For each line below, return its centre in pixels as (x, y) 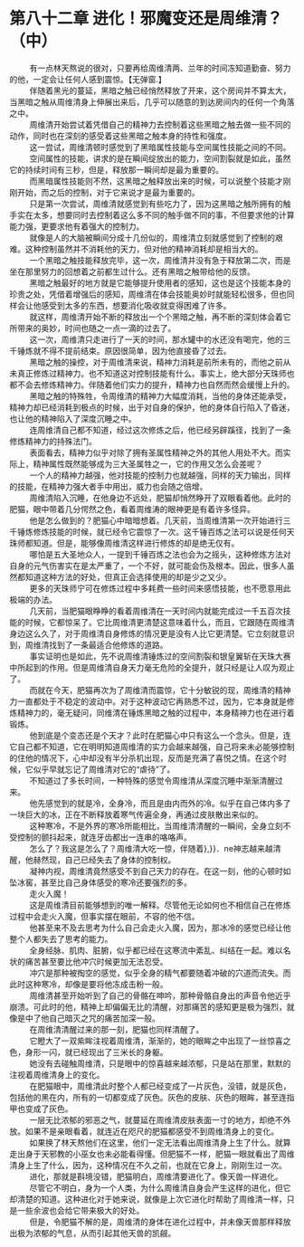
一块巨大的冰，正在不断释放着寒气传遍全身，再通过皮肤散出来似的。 (136, 814)
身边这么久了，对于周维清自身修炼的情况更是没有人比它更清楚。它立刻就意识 (152, 633)
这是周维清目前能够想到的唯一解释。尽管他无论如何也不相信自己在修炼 (160, 905)
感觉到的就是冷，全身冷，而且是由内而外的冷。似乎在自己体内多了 (168, 803)
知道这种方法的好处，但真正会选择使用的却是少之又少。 (128, 576)
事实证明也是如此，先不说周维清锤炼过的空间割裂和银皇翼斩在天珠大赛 (160, 656)
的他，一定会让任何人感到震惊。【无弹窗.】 (88, 79)
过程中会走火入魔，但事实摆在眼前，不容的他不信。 (104, 916)
